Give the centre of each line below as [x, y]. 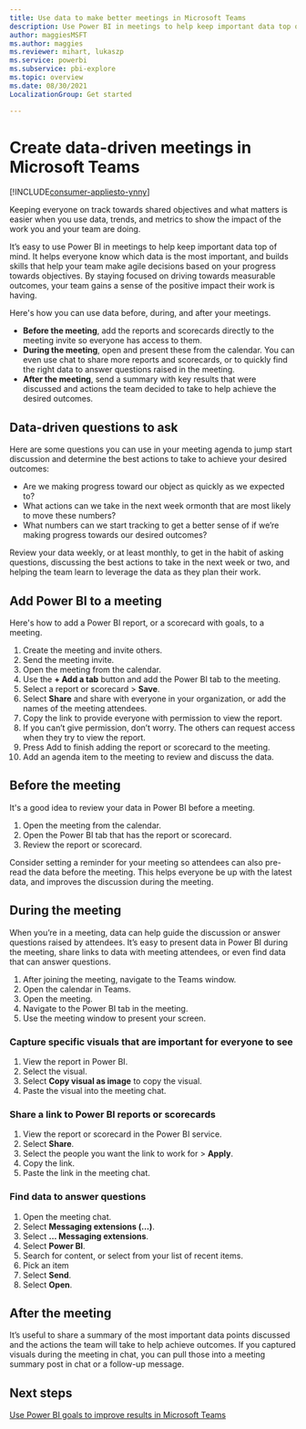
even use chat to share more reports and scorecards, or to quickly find [155, 360]
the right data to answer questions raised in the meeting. [128, 370]
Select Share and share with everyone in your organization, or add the [154, 699]
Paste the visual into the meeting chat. [94, 1090]
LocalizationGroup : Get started [71, 94]
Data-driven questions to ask [94, 427]
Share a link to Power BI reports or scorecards [112, 1114]
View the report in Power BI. [75, 1061]
